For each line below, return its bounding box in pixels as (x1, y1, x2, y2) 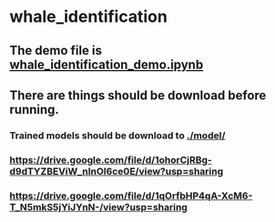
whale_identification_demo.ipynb (9, 56, 204, 72)
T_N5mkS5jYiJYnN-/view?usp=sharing (9, 200, 188, 213)
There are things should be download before (9, 87, 267, 103)
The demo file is (9, 43, 103, 58)
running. (9, 102, 59, 117)
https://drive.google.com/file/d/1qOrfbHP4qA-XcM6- (9, 189, 253, 202)
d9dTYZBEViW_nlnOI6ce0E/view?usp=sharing (9, 165, 224, 177)
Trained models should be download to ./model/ (9, 129, 226, 142)
